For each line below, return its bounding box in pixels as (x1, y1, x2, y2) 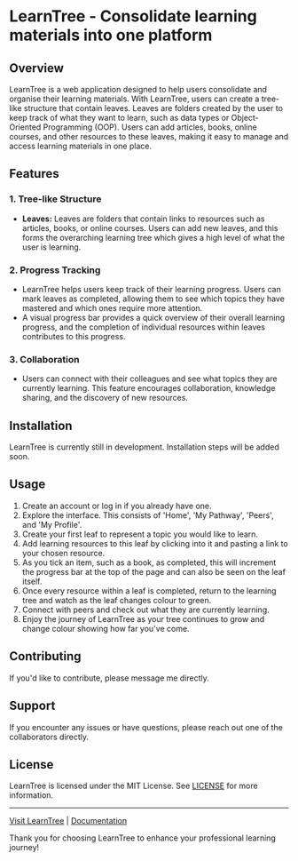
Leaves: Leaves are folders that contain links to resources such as (21, 213, 265, 224)
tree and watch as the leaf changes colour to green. (21, 594, 212, 605)
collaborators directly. (9, 731, 90, 742)
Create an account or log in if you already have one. (21, 500, 212, 511)
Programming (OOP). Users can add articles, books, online (43, 122, 257, 132)
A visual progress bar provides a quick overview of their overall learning (21, 312, 286, 323)
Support (9, 698, 56, 714)
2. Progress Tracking (9, 264, 101, 276)
